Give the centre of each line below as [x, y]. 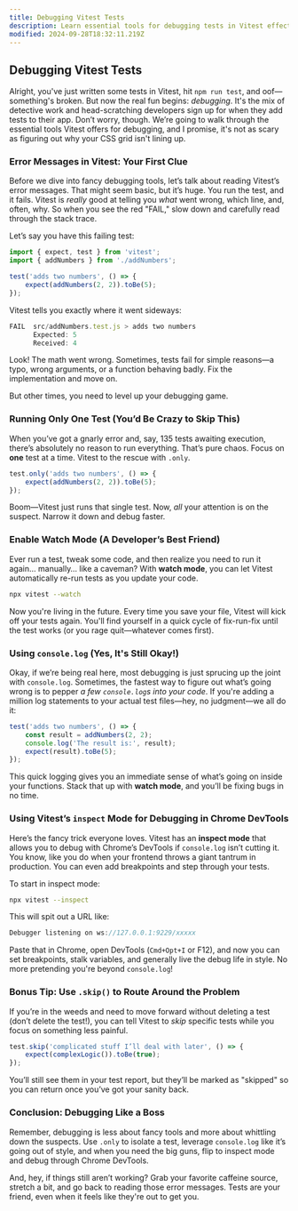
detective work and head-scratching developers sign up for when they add [146, 110]
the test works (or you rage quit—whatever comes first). [112, 630]
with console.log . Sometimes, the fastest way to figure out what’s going [141, 682]
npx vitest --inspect [49, 900]
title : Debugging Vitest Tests [67, 17]
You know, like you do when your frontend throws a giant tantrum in [133, 857]
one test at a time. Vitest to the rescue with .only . [100, 457]
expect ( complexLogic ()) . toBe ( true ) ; [93, 1055]
